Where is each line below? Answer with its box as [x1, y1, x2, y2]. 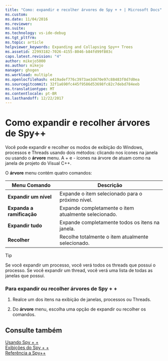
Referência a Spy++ [5, 350, 46, 356]
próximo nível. [59, 196, 92, 203]
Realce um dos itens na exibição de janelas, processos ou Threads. [12, 296, 151, 302]
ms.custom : [5, 12, 28, 17]
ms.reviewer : [5, 21, 32, 26]
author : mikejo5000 [5, 58, 46, 63]
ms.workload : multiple [5, 72, 52, 77]
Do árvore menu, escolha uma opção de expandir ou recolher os [12, 306, 146, 312]
